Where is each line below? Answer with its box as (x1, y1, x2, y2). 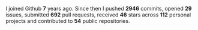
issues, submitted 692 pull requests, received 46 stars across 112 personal (5, 11, 191, 18)
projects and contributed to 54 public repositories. (5, 18, 130, 24)
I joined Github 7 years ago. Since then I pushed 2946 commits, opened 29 (5, 5, 192, 12)
